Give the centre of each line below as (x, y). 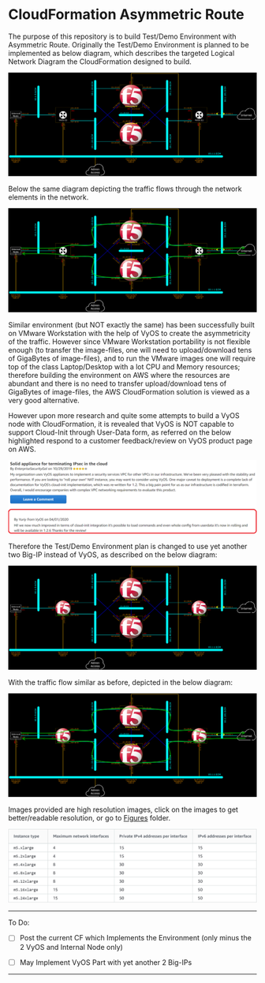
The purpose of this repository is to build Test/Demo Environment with (122, 36)
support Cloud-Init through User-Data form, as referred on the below (120, 432)
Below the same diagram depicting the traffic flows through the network (125, 189)
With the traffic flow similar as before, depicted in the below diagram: (120, 682)
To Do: (19, 923)
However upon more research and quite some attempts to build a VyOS (124, 415)
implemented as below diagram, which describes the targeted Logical (121, 53)
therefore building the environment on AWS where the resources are (119, 375)
